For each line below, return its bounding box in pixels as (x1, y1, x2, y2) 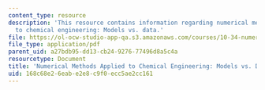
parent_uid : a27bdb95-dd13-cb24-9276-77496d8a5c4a (8, 48, 178, 56)
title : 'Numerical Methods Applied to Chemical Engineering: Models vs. (8, 63, 252, 70)
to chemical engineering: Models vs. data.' (15, 26, 164, 34)
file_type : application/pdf (8, 41, 101, 49)
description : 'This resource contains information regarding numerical (8, 19, 248, 27)
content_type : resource (8, 11, 87, 20)
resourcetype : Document (8, 56, 87, 63)
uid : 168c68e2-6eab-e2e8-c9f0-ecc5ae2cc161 (8, 70, 154, 77)
